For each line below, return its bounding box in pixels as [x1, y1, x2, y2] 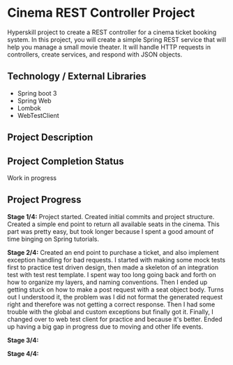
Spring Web [17, 96, 52, 105]
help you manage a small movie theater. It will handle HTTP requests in [7, 43, 211, 51]
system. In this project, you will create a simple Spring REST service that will [7, 35, 227, 43]
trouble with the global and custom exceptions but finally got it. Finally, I [7, 307, 214, 315]
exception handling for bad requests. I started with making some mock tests [7, 255, 225, 264]
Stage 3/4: [7, 336, 39, 344]
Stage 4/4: [7, 349, 40, 357]
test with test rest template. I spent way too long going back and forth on [7, 270, 216, 278]
